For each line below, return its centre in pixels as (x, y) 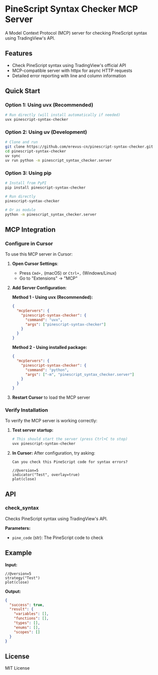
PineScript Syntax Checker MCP (72, 9)
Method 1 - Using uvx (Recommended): (53, 297)
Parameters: (18, 528)
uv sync (13, 156)
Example (18, 553)
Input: (11, 565)
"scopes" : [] (27, 632)
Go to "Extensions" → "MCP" (48, 278)
